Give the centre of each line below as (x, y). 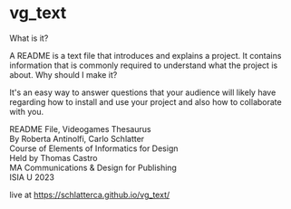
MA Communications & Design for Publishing (93, 167)
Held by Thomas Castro (53, 157)
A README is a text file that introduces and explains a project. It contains (145, 55)
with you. (26, 111)
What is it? (29, 38)
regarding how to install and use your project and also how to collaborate (146, 101)
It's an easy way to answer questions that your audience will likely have (143, 92)
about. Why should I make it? (63, 74)
